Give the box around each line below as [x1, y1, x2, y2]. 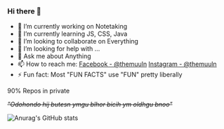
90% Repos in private [7, 87, 70, 95]
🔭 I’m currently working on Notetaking [17, 22, 128, 31]
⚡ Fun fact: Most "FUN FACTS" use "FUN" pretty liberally [17, 70, 183, 79]
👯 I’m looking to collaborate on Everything [17, 37, 139, 46]
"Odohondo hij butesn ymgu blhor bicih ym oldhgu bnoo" [7, 100, 173, 109]
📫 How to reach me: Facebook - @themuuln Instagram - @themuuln [17, 60, 217, 69]
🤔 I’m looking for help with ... [17, 45, 100, 53]
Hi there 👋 [7, 6, 42, 16]
